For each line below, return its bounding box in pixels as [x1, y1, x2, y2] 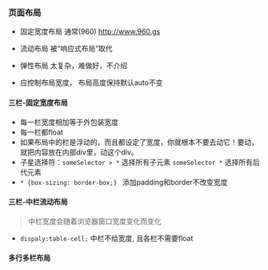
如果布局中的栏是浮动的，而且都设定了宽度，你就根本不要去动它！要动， [19, 137, 258, 147]
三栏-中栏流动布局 [8, 197, 68, 207]
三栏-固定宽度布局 [8, 98, 68, 107]
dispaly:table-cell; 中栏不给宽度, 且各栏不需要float [19, 233, 194, 243]
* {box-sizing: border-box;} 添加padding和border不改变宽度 [19, 177, 228, 187]
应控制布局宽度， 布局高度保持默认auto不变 [19, 78, 163, 87]
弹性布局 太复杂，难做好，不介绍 [19, 61, 128, 71]
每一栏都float [19, 127, 64, 137]
